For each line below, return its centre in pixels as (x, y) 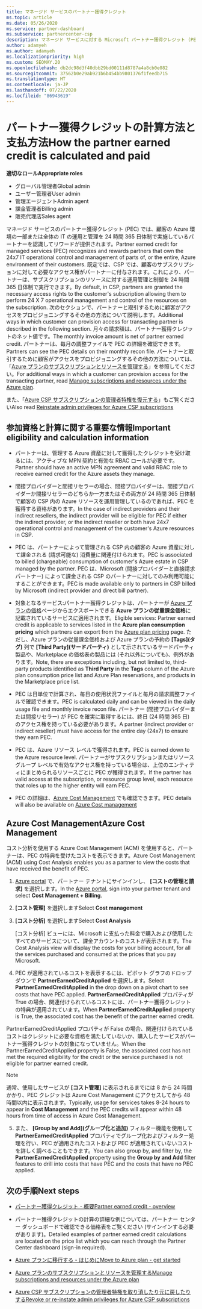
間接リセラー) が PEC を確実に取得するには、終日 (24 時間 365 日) (108, 716)
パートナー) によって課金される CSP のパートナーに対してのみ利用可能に (105, 576)
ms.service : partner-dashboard (45, 29)
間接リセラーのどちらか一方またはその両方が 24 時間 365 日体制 (115, 493)
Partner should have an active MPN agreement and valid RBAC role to (101, 467)
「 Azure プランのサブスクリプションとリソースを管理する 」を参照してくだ (98, 366)
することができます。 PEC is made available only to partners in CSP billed (105, 583)
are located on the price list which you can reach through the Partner (100, 1241)
